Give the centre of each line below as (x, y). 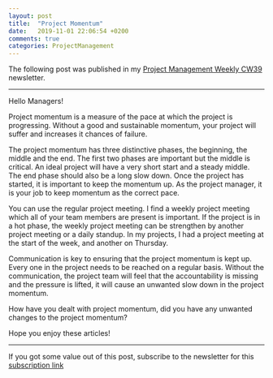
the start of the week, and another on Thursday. (89, 243)
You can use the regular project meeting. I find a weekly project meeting (129, 208)
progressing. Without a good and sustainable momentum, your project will (132, 126)
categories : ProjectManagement (61, 46)
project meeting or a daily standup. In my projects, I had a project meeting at (136, 234)
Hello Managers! (36, 101)
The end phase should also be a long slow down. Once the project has (126, 176)
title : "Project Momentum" (56, 24)
